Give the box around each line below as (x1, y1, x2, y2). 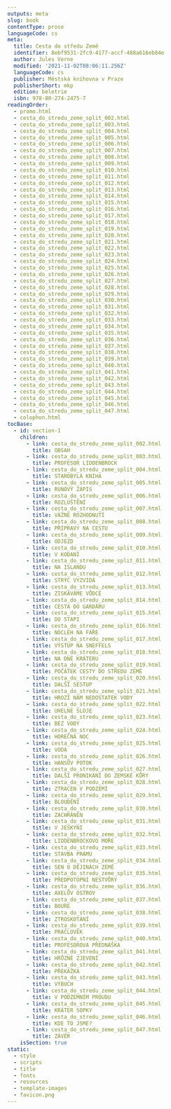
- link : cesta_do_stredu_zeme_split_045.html (25, 1000, 161, 1007)
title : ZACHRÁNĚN (32, 811, 83, 818)
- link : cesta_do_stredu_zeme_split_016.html (25, 623, 161, 630)
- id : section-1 (13, 427, 61, 434)
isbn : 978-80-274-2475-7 (13, 95, 86, 102)
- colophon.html (13, 414, 61, 421)
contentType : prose (7, 23, 64, 30)
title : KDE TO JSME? (32, 1020, 93, 1027)
